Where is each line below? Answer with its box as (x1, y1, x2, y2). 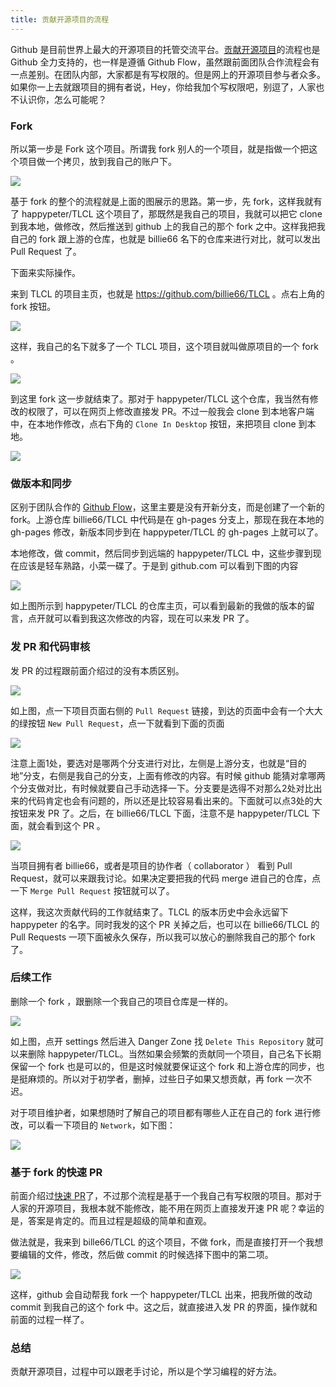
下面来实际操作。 (10, 266, 81, 278)
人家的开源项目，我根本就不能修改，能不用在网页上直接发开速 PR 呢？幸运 (10, 1202, 316, 1215)
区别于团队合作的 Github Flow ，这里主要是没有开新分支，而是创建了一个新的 (10, 501, 325, 513)
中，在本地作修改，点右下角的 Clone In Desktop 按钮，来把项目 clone (10, 417, 297, 430)
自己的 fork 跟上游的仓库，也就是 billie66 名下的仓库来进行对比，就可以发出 (10, 232, 321, 245)
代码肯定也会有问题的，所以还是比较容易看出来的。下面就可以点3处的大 (27, 794, 323, 806)
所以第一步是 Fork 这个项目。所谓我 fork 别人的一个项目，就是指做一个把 (10, 142, 310, 155)
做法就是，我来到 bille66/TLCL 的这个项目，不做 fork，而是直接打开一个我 (10, 1236, 315, 1248)
